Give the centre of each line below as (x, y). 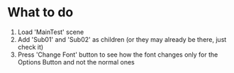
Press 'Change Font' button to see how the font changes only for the (118, 55)
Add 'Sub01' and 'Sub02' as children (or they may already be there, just (122, 39)
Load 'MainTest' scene (51, 32)
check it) (30, 47)
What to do (40, 12)
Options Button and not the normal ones (76, 62)
